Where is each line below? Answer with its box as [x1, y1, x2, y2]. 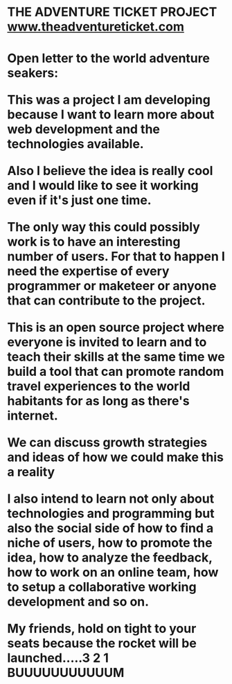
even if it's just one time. [7, 192, 152, 208]
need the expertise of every [7, 264, 170, 279]
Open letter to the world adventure [7, 51, 210, 66]
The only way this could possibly [7, 219, 201, 235]
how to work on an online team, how [7, 565, 219, 580]
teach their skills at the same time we [7, 349, 225, 365]
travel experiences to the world [7, 379, 190, 395]
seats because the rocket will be [7, 636, 197, 651]
